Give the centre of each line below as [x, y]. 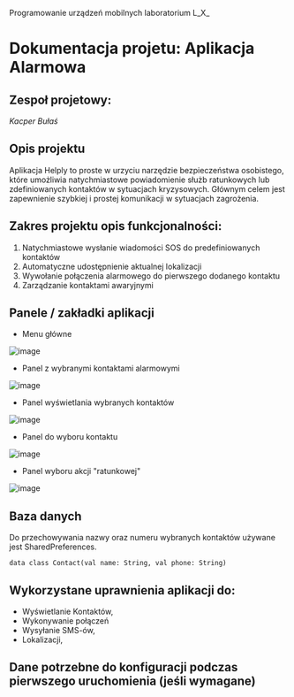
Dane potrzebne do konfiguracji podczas [124, 667]
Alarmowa [48, 68]
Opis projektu [47, 149]
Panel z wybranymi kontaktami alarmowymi [101, 368]
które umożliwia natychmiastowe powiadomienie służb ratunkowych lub [139, 180]
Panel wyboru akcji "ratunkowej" [81, 471]
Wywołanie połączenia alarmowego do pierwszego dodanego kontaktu [151, 276]
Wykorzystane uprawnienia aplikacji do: [122, 590]
